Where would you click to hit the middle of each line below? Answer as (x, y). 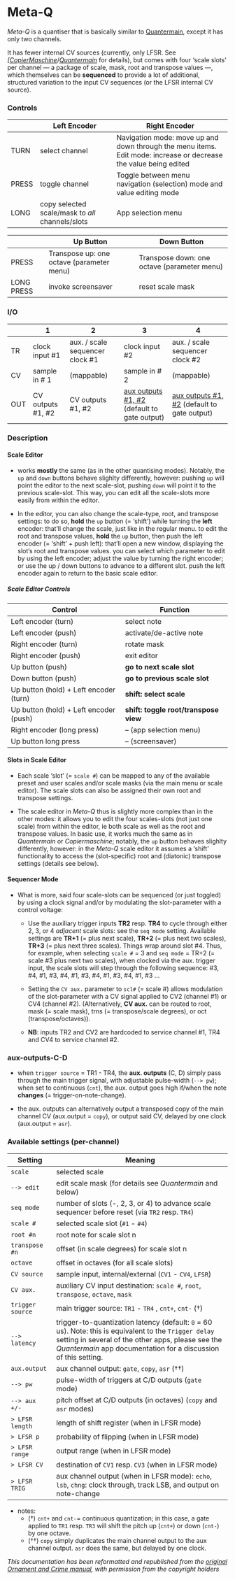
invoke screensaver (81, 287)
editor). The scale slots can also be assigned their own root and (109, 790)
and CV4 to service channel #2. (73, 1040)
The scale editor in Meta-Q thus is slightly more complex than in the (115, 811)
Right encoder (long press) (55, 729)
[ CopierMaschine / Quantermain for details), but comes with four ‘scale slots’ (117, 59)
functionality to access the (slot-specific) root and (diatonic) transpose (119, 856)
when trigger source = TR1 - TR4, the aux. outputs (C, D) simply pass (119, 1073)
